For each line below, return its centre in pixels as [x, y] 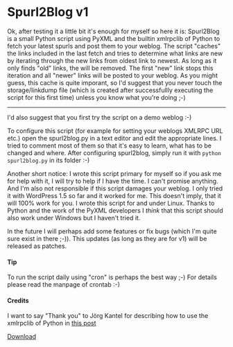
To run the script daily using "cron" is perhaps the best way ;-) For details [112, 277]
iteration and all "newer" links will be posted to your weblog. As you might [113, 75]
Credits [18, 300]
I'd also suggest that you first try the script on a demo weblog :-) [100, 117]
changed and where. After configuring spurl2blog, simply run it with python [114, 152]
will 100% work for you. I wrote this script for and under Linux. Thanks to [111, 203]
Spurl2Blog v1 [48, 12]
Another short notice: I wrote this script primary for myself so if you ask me [114, 173]
